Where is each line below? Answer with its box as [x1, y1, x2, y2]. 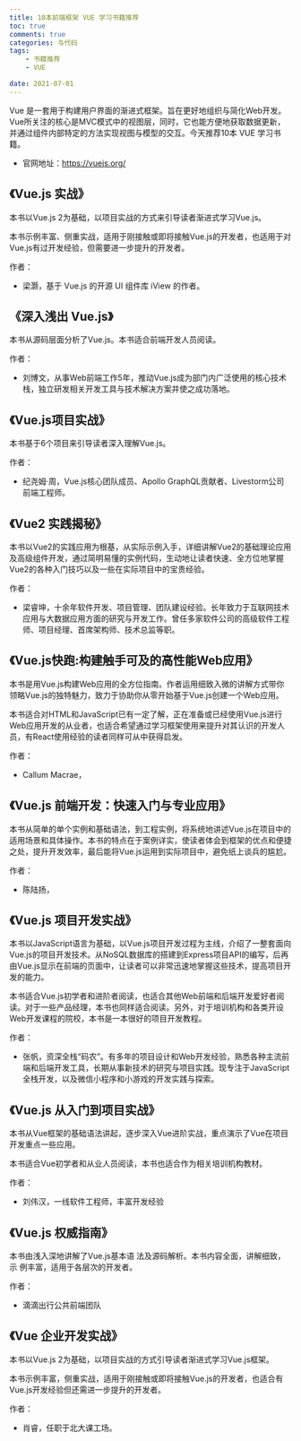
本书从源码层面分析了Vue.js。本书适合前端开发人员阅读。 [9, 334, 221, 345]
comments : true [9, 30, 66, 39]
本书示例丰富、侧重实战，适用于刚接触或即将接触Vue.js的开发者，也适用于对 [9, 230, 291, 242]
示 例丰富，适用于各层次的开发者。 [9, 1262, 137, 1273]
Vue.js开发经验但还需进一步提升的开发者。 [9, 1384, 166, 1394]
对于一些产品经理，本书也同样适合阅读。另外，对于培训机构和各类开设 [24, 1002, 284, 1013]
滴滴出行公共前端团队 [21, 1300, 101, 1311]
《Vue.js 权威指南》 [9, 1225, 114, 1240]
